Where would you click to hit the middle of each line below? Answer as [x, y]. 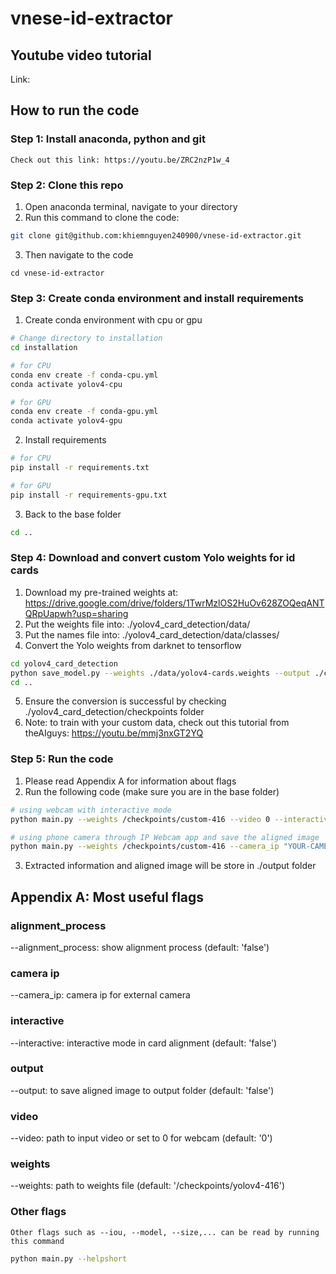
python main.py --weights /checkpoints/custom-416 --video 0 [140, 819]
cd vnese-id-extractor [57, 273]
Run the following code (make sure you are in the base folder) [152, 791]
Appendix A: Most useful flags [107, 897]
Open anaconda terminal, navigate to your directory [131, 206]
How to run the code [75, 110]
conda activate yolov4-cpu [66, 384]
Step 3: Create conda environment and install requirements [157, 298]
